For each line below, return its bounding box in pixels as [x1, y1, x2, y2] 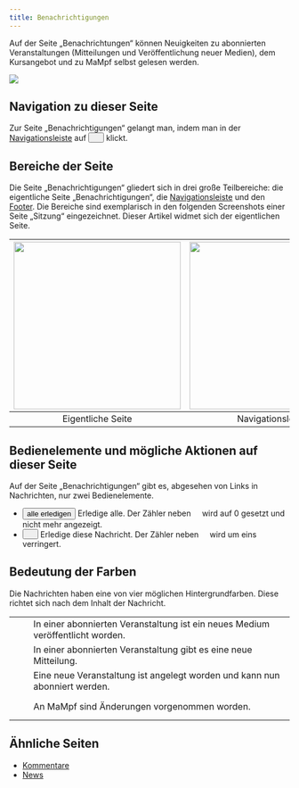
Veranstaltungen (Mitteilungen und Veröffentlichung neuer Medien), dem [9, 46, 276, 58]
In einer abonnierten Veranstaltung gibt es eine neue [33, 643, 253, 656]
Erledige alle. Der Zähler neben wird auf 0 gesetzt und [77, 508, 286, 518]
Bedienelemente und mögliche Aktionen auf [9, 443, 258, 458]
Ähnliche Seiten [9, 736, 100, 751]
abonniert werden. [33, 680, 110, 693]
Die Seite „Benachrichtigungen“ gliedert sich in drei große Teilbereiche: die [9, 182, 284, 193]
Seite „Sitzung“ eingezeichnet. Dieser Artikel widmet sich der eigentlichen [9, 211, 280, 221]
